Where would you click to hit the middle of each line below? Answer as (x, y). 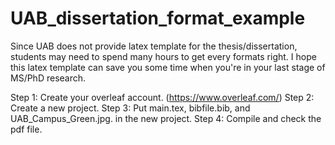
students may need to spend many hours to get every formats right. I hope (163, 56)
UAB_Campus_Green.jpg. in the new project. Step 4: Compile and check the (166, 118)
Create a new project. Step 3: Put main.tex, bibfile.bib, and (130, 108)
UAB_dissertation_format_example (158, 18)
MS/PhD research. (48, 78)
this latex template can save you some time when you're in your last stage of (168, 67)
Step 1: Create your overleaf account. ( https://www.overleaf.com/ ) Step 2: (162, 97)
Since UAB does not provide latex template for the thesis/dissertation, (154, 46)
